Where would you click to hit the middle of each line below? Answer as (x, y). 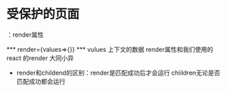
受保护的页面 (43, 14)
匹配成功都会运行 (41, 81)
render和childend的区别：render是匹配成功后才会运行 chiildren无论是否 (118, 73)
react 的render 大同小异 (40, 58)
